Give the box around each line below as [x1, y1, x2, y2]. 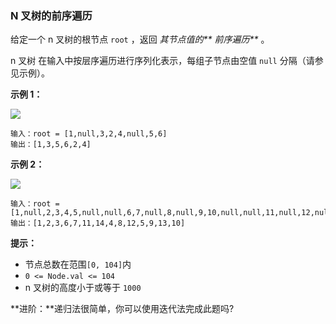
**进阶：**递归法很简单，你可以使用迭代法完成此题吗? [10, 303, 235, 315]
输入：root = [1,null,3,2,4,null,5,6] [10, 129, 168, 139]
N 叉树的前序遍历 [10, 8, 93, 22]
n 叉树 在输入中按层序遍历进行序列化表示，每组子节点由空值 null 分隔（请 [10, 55, 315, 67]
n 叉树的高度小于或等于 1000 [24, 282, 142, 294]
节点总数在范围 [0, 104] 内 [24, 258, 132, 271]
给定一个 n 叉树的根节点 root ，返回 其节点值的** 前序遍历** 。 [10, 33, 270, 46]
